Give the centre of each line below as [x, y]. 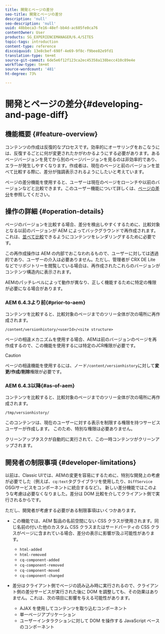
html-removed [33, 555]
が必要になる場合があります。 [35, 288]
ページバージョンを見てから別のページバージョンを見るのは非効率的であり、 [82, 159]
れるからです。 [29, 500]
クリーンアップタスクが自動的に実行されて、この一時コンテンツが [72, 439]
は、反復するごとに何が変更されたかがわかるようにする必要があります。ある [82, 153]
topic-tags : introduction [32, 42]
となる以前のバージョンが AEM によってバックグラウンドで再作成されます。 [82, 230]
